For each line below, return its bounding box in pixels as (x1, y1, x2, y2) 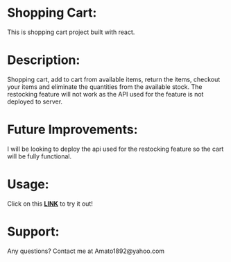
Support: (7, 224, 60, 239)
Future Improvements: (7, 122, 138, 138)
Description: (7, 52, 80, 68)
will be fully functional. (7, 152, 72, 161)
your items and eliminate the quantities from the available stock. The (7, 82, 203, 91)
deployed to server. (7, 97, 63, 106)
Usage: (7, 177, 50, 192)
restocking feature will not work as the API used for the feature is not (7, 90, 204, 98)
